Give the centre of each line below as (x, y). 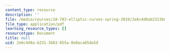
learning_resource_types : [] (36, 29)
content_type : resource (30, 10)
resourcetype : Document (30, 33)
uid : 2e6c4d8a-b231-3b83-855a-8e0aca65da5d (52, 43)
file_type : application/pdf (35, 24)
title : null (18, 38)
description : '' (22, 15)
